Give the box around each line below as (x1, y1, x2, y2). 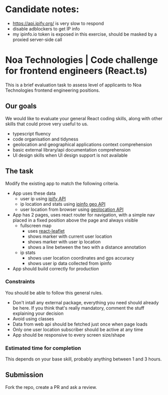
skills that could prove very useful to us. (5, 121, 89, 127)
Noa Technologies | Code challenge (5, 54, 158, 66)
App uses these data (12, 190, 56, 196)
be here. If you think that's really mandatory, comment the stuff (12, 305, 145, 311)
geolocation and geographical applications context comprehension (12, 141, 153, 148)
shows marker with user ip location (27, 238, 101, 244)
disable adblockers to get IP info (12, 25, 80, 31)
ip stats (20, 249, 36, 256)
